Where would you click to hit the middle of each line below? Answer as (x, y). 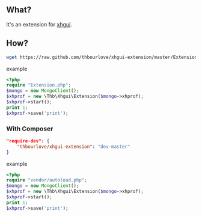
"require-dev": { (28, 141)
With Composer (30, 129)
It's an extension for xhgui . (39, 24)
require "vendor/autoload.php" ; (47, 180)
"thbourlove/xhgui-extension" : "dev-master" (74, 147)
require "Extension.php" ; (38, 85)
